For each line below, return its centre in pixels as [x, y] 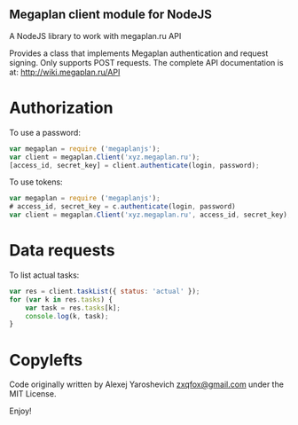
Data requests [62, 251]
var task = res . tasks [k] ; [73, 308]
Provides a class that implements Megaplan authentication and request [139, 53]
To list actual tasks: [44, 275]
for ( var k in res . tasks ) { [61, 299]
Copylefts [46, 360]
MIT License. [33, 394]
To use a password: [45, 132]
